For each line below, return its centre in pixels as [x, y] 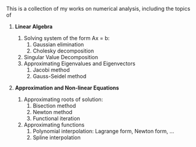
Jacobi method [51, 70]
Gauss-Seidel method [59, 76]
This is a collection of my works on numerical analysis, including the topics [98, 9]
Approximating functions [54, 125]
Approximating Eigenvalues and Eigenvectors [79, 63]
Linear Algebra [33, 27]
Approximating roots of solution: [63, 99]
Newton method [53, 112]
